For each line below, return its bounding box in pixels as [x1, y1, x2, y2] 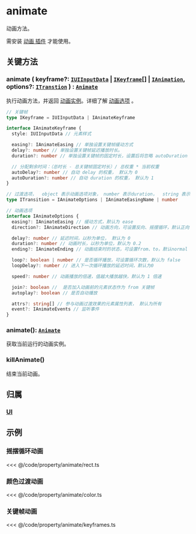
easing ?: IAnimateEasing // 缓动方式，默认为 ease [11, 219, 134, 225]
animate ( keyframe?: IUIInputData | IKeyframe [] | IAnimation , [6, 75, 185, 83]
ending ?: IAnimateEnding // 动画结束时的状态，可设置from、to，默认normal [11, 246, 188, 252]
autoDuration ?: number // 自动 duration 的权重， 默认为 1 [11, 175, 154, 181]
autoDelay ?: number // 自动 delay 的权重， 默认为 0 [11, 169, 138, 175]
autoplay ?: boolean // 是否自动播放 [11, 289, 98, 296]
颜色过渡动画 [6, 477, 44, 485]
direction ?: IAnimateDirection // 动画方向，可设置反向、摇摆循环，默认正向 [11, 224, 190, 230]
